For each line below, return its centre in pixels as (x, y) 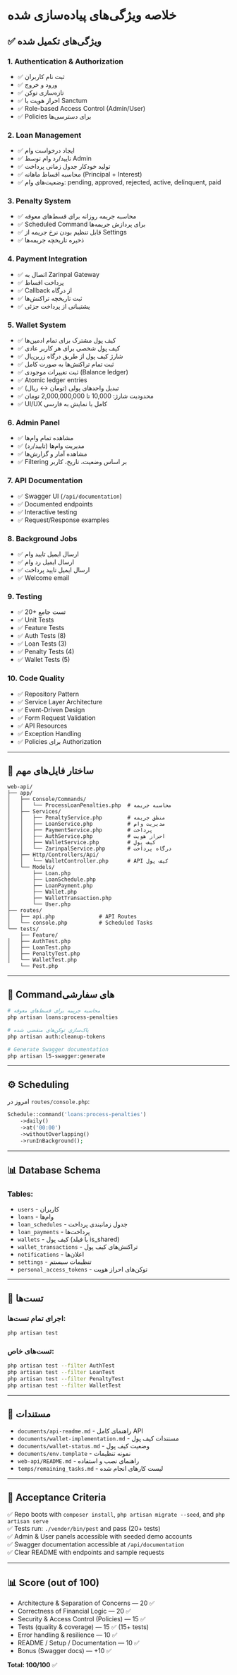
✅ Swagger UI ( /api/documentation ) (69, 496)
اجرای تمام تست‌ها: (37, 1318)
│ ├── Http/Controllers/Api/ (53, 855)
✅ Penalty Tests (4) (46, 652)
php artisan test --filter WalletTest (64, 1385)
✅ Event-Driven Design (51, 709)
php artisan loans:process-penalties (63, 1017)
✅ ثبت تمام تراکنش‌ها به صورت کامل (66, 365)
